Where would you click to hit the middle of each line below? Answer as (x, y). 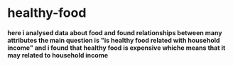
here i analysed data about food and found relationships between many (115, 32)
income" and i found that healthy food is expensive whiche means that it (116, 48)
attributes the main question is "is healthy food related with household (114, 40)
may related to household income (58, 55)
